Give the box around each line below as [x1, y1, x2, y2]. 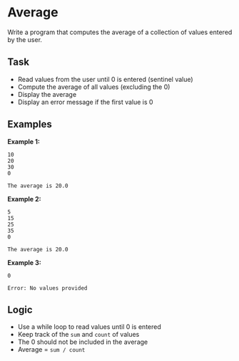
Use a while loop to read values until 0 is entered [17, 323, 162, 331]
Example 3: [7, 258, 41, 267]
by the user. [7, 35, 43, 43]
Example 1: [7, 137, 41, 146]
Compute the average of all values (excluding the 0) [17, 83, 171, 91]
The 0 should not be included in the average [17, 338, 148, 346]
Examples [7, 118, 52, 130]
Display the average [17, 90, 77, 98]
